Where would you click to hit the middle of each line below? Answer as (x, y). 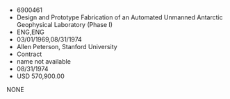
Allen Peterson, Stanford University (67, 47)
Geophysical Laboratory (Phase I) (64, 25)
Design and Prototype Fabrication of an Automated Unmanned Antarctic (120, 17)
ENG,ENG (30, 32)
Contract (29, 54)
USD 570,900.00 (40, 76)
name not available (43, 61)
